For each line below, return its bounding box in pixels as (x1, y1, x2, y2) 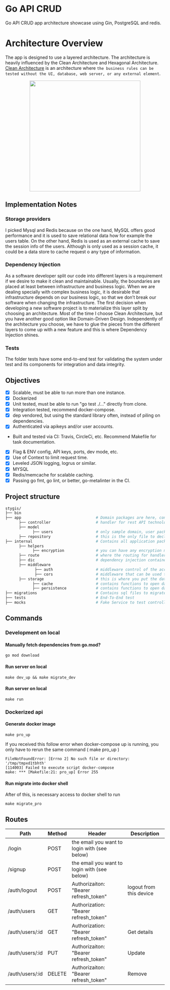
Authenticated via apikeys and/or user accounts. (12, 423, 114, 429)
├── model (18, 525, 39, 530)
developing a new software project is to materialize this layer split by (5, 305, 148, 311)
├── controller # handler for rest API (18, 520, 146, 525)
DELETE (48, 970, 67, 977)
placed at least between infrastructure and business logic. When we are (5, 283, 155, 289)
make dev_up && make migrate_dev (5, 675, 76, 680)
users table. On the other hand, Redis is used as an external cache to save (5, 237, 160, 244)
